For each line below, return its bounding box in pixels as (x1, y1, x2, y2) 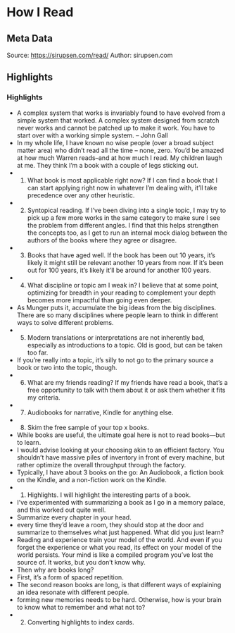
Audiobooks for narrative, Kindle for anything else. (27, 408, 174, 417)
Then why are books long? (16, 565, 94, 574)
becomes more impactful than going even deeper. (27, 295, 172, 304)
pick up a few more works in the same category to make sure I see (27, 213, 221, 222)
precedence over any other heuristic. (27, 191, 135, 199)
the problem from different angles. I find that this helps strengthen (27, 221, 219, 229)
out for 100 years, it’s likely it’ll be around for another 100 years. (27, 266, 212, 274)
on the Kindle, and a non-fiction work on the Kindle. (16, 475, 167, 484)
